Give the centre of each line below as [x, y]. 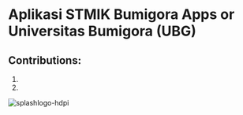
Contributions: [45, 60]
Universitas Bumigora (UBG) [103, 31]
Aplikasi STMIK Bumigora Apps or [121, 15]
